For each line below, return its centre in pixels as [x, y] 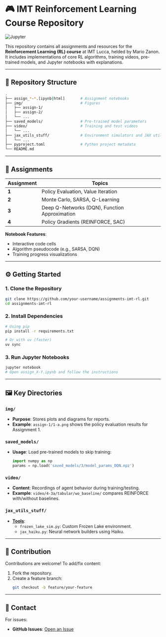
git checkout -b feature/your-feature [52, 587]
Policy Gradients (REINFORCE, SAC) [83, 222]
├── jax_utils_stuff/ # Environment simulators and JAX [78, 135]
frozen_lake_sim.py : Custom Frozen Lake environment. [76, 526]
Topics [100, 183]
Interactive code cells [34, 243]
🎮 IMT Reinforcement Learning [71, 9]
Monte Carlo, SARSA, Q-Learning [81, 199]
